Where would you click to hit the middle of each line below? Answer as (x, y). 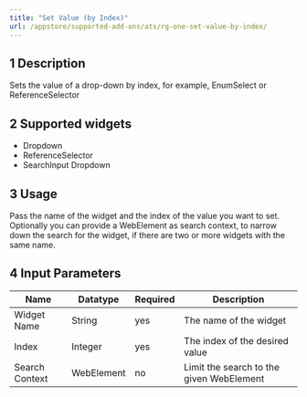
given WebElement (224, 378)
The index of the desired (237, 340)
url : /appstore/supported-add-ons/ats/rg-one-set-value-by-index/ (138, 26)
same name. (33, 245)
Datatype (99, 299)
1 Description (48, 63)
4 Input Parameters (65, 273)
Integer (87, 346)
